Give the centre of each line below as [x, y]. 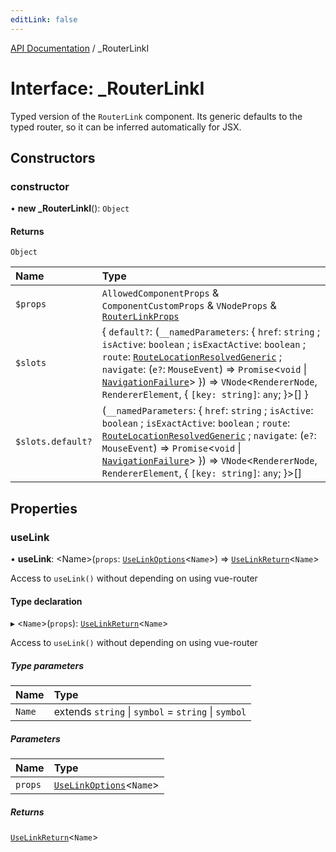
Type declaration [46, 601]
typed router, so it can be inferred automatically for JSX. [126, 127]
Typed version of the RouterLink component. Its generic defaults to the [156, 116]
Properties [44, 508]
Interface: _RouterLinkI [107, 88]
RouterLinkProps [140, 317]
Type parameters [47, 665]
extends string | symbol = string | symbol [150, 712]
